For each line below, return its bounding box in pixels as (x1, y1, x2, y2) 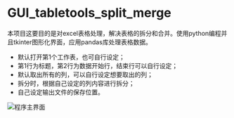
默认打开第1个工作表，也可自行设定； (17, 53, 125, 61)
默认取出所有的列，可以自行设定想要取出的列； (17, 70, 153, 79)
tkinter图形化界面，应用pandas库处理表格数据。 (13, 37, 152, 46)
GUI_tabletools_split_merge (7, 5, 172, 21)
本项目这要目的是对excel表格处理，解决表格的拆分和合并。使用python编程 (7, 29, 221, 37)
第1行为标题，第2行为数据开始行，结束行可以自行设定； (17, 61, 178, 70)
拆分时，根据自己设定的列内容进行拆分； (17, 79, 135, 87)
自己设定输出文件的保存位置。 (17, 88, 104, 96)
